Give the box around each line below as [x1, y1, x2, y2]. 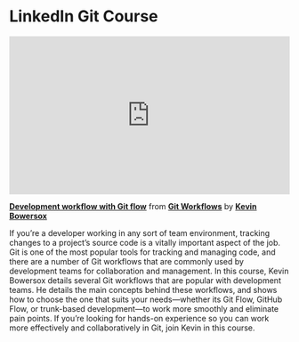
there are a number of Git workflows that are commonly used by [9, 256, 245, 267]
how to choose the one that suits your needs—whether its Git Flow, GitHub [9, 294, 283, 305]
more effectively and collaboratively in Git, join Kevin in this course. [9, 322, 255, 333]
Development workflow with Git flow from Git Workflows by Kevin [9, 201, 257, 212]
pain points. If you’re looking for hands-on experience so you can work [9, 313, 270, 324]
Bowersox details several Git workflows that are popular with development [9, 275, 282, 286]
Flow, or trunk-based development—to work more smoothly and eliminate [9, 304, 279, 314]
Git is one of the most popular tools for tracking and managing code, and [9, 247, 276, 257]
